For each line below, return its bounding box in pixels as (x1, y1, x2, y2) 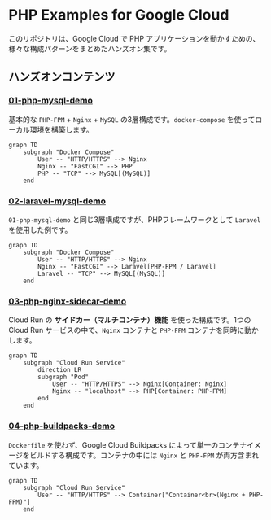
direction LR (37, 366, 82, 374)
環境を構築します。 (29, 125, 94, 134)
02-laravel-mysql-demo (8, 195, 106, 207)
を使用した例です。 (8, 225, 72, 234)
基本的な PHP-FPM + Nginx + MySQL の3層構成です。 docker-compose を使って (8, 114, 256, 124)
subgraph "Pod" (37, 373, 90, 382)
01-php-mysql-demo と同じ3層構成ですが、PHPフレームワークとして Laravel (8, 214, 261, 225)
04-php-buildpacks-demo (8, 421, 116, 432)
